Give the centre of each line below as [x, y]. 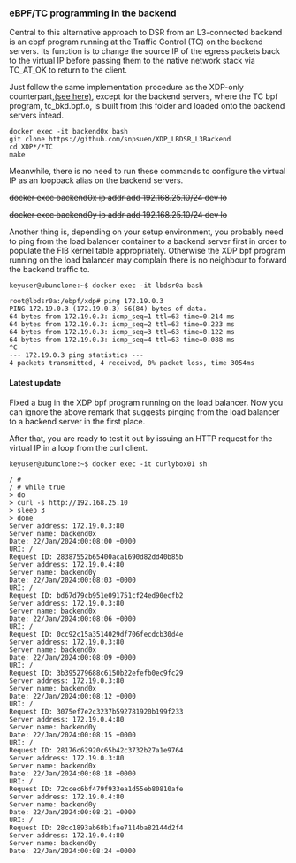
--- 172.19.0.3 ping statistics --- [76, 355]
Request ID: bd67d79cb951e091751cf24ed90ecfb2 [96, 595]
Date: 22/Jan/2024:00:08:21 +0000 [73, 812]
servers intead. [37, 115]
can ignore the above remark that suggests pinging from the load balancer [144, 412]
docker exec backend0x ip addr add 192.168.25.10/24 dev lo [118, 198]
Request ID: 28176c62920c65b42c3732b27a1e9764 [96, 750]
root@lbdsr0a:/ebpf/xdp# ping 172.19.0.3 [87, 302]
